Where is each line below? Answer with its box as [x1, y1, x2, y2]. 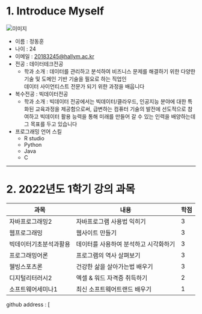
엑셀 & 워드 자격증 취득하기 [76, 274, 148, 282]
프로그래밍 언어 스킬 [14, 128, 62, 135]
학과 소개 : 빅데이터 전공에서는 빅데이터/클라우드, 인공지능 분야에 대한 [23, 97, 186, 105]
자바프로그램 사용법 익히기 [76, 217, 146, 226]
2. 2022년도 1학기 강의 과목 [6, 182, 135, 196]
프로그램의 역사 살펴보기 [76, 251, 141, 259]
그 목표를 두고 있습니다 [23, 120, 78, 128]
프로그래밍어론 [9, 251, 49, 259]
